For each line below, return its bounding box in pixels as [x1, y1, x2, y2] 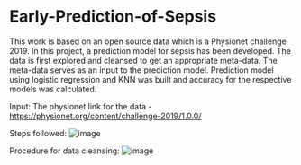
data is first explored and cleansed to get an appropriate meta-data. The [9, 55, 278, 65]
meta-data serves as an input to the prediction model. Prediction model [9, 65, 274, 75]
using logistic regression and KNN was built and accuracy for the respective [9, 74, 292, 84]
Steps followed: [9, 127, 68, 138]
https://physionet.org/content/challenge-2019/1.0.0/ [9, 110, 202, 121]
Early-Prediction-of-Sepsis [9, 6, 217, 27]
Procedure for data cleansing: [9, 145, 120, 156]
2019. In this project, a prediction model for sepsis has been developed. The [9, 45, 291, 56]
